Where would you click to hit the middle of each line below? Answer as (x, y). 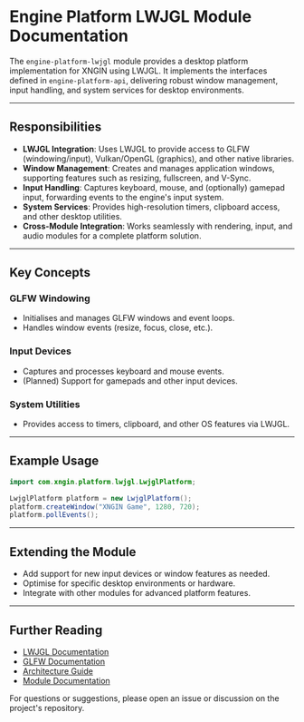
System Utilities (45, 404)
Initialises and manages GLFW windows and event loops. (128, 318)
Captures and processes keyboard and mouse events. (123, 371)
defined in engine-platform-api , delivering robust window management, (144, 80)
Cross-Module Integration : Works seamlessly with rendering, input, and (157, 226)
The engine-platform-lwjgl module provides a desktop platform (129, 61)
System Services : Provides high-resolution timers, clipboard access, (151, 207)
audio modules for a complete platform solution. (112, 235)
